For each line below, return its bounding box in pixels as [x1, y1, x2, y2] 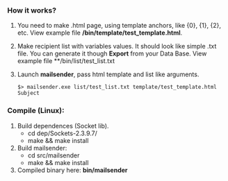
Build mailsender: [17, 144, 67, 152]
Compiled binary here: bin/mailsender [17, 166, 128, 174]
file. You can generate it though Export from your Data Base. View [17, 49, 207, 58]
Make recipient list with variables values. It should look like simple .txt [17, 42, 217, 51]
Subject [17, 89, 40, 97]
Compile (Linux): [7, 106, 65, 116]
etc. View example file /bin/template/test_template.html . [17, 28, 183, 37]
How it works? [7, 6, 57, 15]
